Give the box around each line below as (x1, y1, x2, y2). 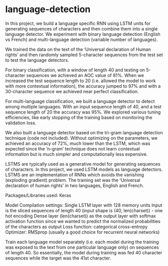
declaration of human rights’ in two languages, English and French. (5, 182, 144, 188)
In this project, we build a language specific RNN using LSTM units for (5, 20, 151, 26)
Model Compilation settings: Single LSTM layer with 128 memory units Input (5, 202, 162, 208)
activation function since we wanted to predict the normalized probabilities (5, 218, 160, 224)
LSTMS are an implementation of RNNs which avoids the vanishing (5, 171, 144, 178)
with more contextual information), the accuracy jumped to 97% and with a (5, 83, 161, 89)
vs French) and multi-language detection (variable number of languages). (5, 36, 158, 43)
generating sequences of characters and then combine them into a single (5, 25, 158, 31)
